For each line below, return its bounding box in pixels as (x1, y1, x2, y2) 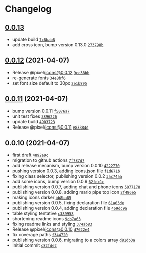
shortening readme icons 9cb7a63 (12, 216, 81, 222)
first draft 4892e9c (12, 152, 49, 158)
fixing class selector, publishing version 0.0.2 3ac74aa (12, 173, 122, 179)
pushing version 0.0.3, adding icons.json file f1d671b (12, 168, 120, 174)
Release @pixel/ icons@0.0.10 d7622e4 (12, 226, 90, 232)
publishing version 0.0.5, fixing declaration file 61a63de (12, 200, 124, 206)
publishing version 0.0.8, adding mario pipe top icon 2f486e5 (12, 189, 136, 195)
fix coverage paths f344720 (12, 232, 68, 238)
